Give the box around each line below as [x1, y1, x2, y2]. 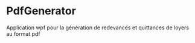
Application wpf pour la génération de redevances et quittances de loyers [6, 24, 189, 31]
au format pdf [6, 30, 40, 37]
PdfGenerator [6, 4, 77, 18]
